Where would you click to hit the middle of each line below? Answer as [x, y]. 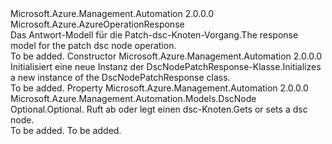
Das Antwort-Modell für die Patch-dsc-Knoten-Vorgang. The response [154, 35]
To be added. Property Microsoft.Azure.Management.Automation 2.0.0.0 [159, 88]
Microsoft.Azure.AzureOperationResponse [97, 24]
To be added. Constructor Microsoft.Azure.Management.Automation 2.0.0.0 [166, 56]
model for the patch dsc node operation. [93, 45]
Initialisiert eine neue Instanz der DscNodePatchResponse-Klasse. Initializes [166, 66]
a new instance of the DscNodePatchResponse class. [120, 77]
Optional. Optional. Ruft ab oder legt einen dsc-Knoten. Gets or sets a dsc [159, 109]
